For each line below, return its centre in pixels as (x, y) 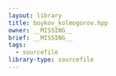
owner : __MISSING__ (41, 30)
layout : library (35, 15)
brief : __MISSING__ (41, 38)
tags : (17, 45)
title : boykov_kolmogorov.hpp (58, 23)
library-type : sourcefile (51, 60)
